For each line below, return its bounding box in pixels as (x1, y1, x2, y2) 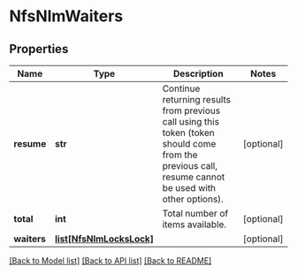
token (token (162, 126, 215, 139)
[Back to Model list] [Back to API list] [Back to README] (9, 255, 212, 266)
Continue (162, 82, 201, 95)
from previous (162, 104, 221, 117)
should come (162, 138, 217, 149)
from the (162, 148, 198, 161)
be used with (162, 182, 217, 194)
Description (172, 68, 224, 80)
